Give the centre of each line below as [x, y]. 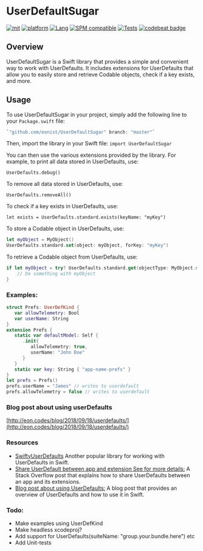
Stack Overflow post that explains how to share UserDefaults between [102, 475]
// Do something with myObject [56, 274]
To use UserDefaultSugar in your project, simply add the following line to [97, 114]
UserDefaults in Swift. [42, 462]
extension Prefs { [29, 330]
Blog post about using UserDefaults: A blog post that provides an [96, 488]
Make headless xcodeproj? [49, 530]
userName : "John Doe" [58, 352]
